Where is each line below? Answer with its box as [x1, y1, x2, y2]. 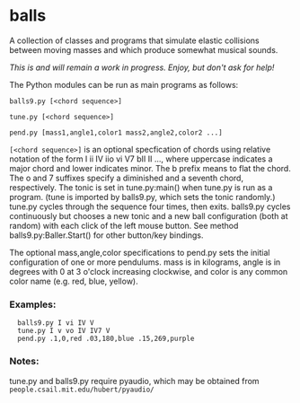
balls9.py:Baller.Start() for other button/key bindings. [9, 230, 204, 241]
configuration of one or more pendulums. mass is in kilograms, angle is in [9, 257, 281, 267]
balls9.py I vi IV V [17, 319, 94, 328]
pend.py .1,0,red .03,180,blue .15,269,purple [17, 334, 195, 344]
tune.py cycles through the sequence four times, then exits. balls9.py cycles [9, 201, 291, 212]
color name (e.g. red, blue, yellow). [9, 276, 138, 286]
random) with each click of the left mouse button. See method [9, 220, 239, 231]
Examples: [9, 298, 57, 311]
